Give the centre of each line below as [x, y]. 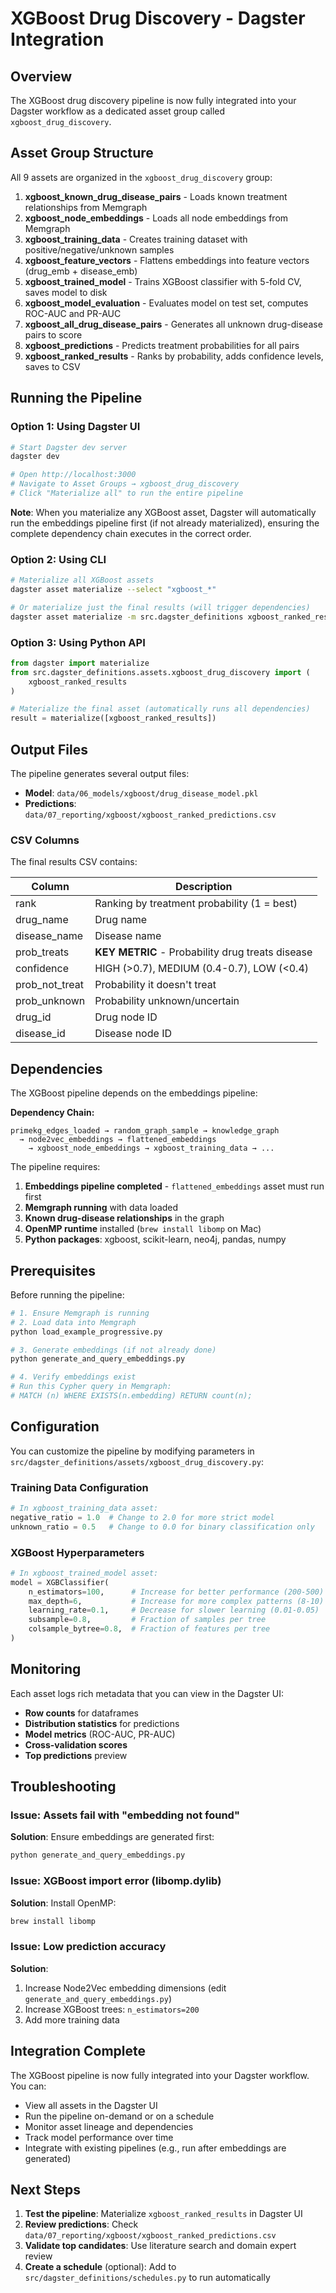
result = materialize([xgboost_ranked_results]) [113, 718]
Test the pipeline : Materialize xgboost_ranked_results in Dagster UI [163, 2214]
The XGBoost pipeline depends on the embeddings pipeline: [134, 1093]
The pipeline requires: [55, 1167]
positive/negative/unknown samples [99, 249]
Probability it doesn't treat [155, 985]
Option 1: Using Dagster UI [75, 427]
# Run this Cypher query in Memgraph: [91, 1387]
